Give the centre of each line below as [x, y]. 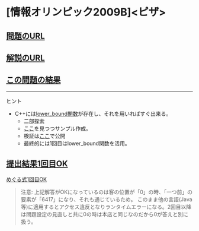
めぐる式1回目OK [27, 179]
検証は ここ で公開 [44, 136]
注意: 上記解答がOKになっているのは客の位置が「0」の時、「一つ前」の [107, 192]
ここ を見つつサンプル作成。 [57, 128]
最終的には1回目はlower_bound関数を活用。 [77, 143]
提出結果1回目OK [37, 164]
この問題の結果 [33, 80]
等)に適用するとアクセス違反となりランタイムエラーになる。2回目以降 [106, 207]
